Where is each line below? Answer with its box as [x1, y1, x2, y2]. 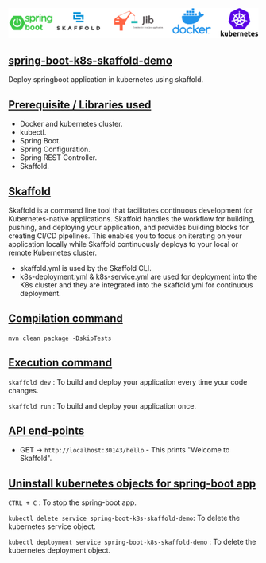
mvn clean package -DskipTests [8, 334, 112, 342]
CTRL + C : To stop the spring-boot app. [8, 498, 137, 507]
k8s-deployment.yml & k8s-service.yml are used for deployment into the [19, 272, 258, 281]
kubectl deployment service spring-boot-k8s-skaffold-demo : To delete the [8, 538, 256, 547]
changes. [8, 385, 39, 395]
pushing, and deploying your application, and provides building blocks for [8, 222, 249, 232]
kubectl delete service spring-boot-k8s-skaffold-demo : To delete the [8, 514, 241, 523]
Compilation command [8, 311, 123, 326]
